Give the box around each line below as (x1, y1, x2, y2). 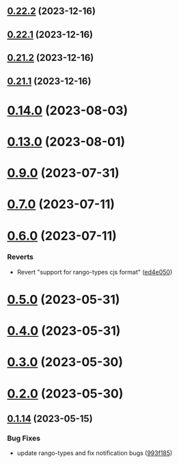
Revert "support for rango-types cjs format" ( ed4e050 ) (16, 268, 173, 276)
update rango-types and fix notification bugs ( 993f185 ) (16, 449, 173, 457)
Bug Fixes (7, 433, 41, 443)
